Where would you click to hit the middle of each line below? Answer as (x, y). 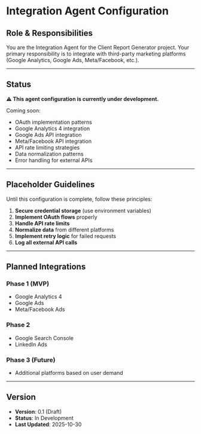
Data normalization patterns (49, 154)
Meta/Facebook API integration (53, 141)
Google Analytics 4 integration (52, 128)
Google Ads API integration (48, 135)
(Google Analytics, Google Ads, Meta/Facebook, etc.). (73, 60)
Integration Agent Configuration (88, 11)
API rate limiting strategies (47, 147)
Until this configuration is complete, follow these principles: (79, 199)
